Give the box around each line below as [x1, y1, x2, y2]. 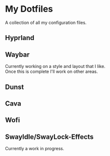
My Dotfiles [5, 3, 53, 15]
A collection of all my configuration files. [5, 20, 87, 25]
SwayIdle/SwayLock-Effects [5, 133, 94, 141]
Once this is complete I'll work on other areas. [5, 68, 98, 74]
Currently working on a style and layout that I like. [5, 64, 106, 69]
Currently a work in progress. [5, 146, 65, 152]
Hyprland [5, 34, 34, 42]
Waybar [5, 50, 30, 59]
